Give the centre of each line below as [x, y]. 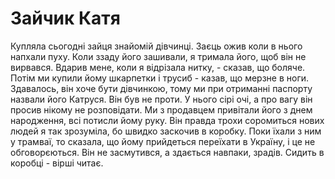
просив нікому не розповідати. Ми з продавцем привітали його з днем [161, 109]
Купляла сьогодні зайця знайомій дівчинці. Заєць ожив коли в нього [156, 46]
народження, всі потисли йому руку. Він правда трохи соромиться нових [167, 120]
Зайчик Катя [65, 18]
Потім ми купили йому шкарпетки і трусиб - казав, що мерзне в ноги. [160, 78]
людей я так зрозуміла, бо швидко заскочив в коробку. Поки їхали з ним [166, 131]
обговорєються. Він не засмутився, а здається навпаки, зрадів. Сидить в [167, 152]
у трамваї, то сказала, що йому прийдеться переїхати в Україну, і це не [163, 141]
